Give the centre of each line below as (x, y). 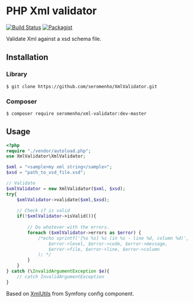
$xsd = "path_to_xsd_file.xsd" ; (46, 173)
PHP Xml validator (51, 11)
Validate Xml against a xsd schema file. (54, 38)
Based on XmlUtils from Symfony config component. (70, 294)
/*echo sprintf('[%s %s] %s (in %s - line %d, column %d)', (113, 238)
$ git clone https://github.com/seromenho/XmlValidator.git (82, 86)
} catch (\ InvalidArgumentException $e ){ (58, 271)
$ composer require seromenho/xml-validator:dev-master (76, 114)
